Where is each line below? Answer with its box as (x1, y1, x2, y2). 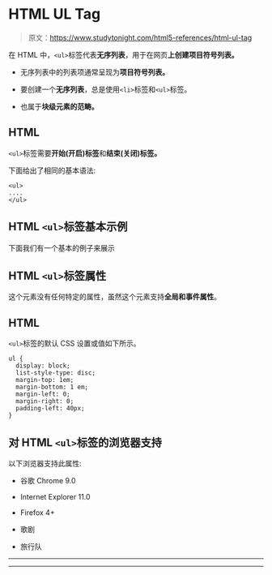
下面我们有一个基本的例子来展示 (8, 242, 115, 252)
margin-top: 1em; (15, 376, 74, 384)
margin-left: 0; (15, 390, 70, 398)
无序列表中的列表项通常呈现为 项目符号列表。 (19, 67, 170, 77)
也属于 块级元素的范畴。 (19, 101, 99, 111)
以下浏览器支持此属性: (8, 459, 83, 468)
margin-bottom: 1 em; (15, 383, 89, 392)
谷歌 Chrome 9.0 (19, 476, 76, 485)
